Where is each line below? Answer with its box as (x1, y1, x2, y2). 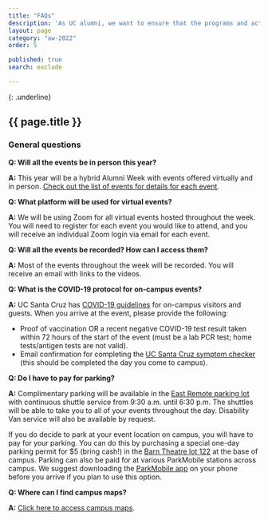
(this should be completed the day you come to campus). (19, 357, 208, 367)
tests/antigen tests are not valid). (19, 340, 128, 350)
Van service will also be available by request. (8, 414, 156, 423)
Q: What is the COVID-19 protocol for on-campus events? (8, 284, 203, 294)
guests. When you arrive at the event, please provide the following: (8, 308, 229, 318)
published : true (8, 56, 62, 64)
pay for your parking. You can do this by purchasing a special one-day (8, 438, 240, 447)
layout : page (8, 26, 52, 34)
